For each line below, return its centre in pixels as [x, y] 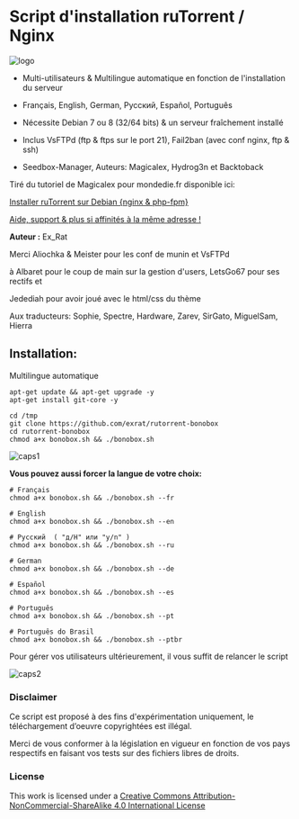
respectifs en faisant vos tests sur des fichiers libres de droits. [124, 753]
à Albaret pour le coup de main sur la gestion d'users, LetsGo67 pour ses [145, 271]
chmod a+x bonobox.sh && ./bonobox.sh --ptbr [96, 639]
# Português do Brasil [52, 632]
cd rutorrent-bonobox [50, 431]
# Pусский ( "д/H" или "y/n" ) [70, 537]
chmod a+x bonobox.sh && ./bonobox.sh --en [92, 521]
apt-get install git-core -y [64, 400]
